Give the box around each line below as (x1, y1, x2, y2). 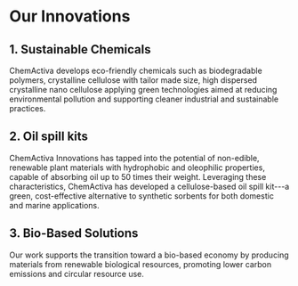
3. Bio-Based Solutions (9, 225, 139, 241)
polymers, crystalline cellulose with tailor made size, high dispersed (9, 75, 258, 86)
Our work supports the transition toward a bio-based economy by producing (9, 249, 289, 260)
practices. (9, 103, 46, 113)
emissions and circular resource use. (9, 268, 145, 279)
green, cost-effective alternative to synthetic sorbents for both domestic (9, 190, 274, 201)
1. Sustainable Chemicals (9, 42, 151, 57)
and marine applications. (9, 200, 100, 210)
